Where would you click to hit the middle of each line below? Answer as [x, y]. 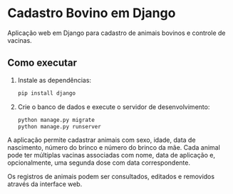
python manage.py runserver [59, 126]
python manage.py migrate [56, 120]
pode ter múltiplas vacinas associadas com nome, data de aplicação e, [112, 155]
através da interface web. [45, 184]
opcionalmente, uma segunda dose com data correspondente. [99, 163]
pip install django [47, 93]
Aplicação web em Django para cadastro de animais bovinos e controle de [116, 33]
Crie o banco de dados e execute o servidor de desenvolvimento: [114, 107]
